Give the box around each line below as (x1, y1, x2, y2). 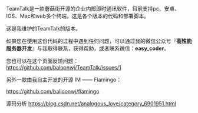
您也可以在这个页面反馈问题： (6, 58, 78, 64)
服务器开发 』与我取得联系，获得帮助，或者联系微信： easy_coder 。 (6, 45, 170, 52)
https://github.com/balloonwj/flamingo (6, 88, 100, 95)
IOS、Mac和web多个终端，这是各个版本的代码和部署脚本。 (6, 12, 149, 19)
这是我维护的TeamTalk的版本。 (6, 25, 81, 32)
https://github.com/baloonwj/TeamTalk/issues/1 (6, 64, 121, 71)
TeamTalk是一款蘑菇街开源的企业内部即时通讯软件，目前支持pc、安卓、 (6, 5, 180, 12)
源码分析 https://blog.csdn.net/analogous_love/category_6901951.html (6, 100, 177, 107)
